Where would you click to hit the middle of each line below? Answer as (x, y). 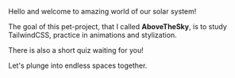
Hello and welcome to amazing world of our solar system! (102, 11)
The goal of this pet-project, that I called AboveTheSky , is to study (118, 26)
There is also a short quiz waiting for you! (76, 50)
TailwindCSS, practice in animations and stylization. (92, 35)
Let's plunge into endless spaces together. (78, 65)
